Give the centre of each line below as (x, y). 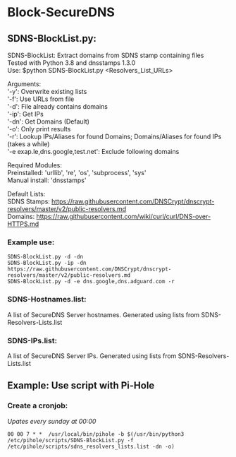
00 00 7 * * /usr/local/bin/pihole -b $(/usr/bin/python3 (96, 434)
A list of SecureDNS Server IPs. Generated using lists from (92, 356)
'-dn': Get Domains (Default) (49, 121)
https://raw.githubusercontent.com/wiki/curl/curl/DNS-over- (124, 216)
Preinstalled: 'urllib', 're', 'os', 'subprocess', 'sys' (77, 173)
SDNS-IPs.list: (32, 340)
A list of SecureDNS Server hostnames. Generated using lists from (104, 314)
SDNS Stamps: (29, 201)
